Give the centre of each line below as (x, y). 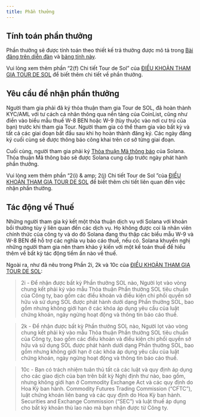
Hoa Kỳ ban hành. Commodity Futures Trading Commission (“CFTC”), (106, 389)
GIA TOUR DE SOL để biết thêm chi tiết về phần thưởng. (75, 75)
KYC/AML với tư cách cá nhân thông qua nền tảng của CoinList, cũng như (97, 114)
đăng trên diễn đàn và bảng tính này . (51, 57)
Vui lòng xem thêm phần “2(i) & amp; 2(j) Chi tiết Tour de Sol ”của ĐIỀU (94, 176)
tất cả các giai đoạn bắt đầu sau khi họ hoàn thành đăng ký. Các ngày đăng (99, 133)
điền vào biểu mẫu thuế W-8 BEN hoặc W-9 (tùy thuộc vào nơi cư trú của (96, 121)
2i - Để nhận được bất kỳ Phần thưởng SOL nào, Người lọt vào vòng (104, 283)
